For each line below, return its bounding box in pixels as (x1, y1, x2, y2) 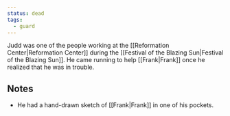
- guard (13, 23, 36, 29)
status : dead (7, 10, 45, 17)
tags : (7, 16, 23, 23)
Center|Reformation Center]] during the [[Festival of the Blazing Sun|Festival (7, 48, 224, 57)
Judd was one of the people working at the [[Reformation (7, 42, 170, 50)
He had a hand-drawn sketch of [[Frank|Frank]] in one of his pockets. (16, 101, 214, 109)
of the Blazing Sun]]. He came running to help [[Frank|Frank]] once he (7, 56, 205, 64)
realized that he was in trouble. (7, 63, 95, 72)
